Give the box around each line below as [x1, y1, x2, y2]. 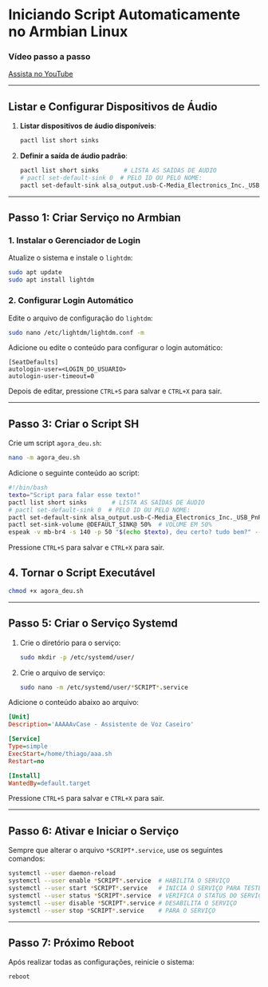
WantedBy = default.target [8, 779, 91, 787]
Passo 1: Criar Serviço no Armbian [8, 211, 181, 225]
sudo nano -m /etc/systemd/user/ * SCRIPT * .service [19, 683, 189, 691]
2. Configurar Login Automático [8, 295, 134, 306]
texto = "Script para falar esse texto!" [8, 491, 141, 499]
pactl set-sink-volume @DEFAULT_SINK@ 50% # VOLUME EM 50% [8, 521, 213, 529]
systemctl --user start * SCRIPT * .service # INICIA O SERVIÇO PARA [8, 885, 241, 893]
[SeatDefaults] [8, 358, 59, 367]
